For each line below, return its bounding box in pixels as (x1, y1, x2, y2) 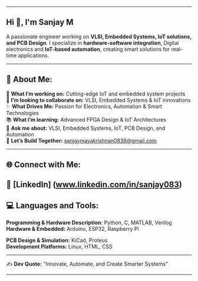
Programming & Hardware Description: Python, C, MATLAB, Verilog (6, 219, 172, 226)
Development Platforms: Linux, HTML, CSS (6, 243, 113, 250)
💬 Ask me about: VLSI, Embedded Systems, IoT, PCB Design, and (6, 125, 166, 132)
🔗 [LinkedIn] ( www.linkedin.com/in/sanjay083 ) (6, 179, 183, 189)
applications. (18, 51, 49, 59)
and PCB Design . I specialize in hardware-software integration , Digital (6, 39, 179, 46)
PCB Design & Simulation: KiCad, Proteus (6, 237, 108, 244)
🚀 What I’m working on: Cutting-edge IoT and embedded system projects (6, 90, 186, 97)
